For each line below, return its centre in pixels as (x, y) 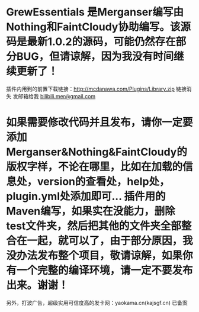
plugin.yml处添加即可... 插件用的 (86, 197)
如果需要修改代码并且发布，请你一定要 (100, 123)
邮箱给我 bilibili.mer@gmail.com (57, 96)
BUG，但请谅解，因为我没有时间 (95, 57)
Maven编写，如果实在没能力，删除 (91, 211)
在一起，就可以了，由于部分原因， (100, 241)
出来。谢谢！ (38, 285)
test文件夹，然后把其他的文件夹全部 (94, 226)
